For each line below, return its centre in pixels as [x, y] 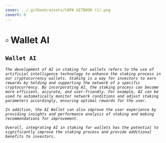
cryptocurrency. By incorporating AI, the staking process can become [82, 87]
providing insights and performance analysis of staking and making [80, 114]
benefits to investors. [31, 136]
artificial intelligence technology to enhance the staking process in [83, 74]
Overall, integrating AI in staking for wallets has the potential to [82, 127]
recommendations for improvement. [42, 118]
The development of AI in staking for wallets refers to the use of [80, 69]
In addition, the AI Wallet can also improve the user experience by [81, 110]
